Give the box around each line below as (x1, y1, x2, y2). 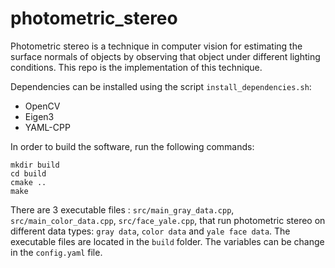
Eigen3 (24, 110, 55, 122)
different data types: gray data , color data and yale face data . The (10, 225, 291, 237)
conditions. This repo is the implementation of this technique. (10, 61, 263, 73)
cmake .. (10, 177, 47, 187)
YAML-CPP (24, 121, 71, 133)
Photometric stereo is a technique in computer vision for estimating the (10, 40, 303, 52)
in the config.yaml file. (10, 246, 103, 258)
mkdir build (10, 160, 60, 170)
